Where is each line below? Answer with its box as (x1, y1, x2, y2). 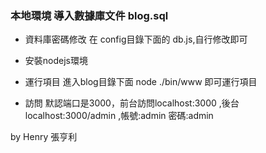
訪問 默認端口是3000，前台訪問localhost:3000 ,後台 (24, 97, 240, 109)
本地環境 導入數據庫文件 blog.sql (10, 8, 169, 22)
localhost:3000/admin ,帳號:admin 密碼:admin (24, 110, 214, 122)
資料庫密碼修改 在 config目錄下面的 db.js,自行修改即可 (24, 33, 248, 46)
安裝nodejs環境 (24, 55, 88, 67)
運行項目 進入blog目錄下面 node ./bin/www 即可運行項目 (24, 76, 258, 88)
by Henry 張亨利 (10, 131, 78, 143)
